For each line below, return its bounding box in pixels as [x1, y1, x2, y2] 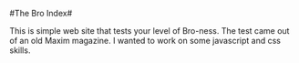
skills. [9, 45, 31, 56]
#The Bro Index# [9, 8, 73, 18]
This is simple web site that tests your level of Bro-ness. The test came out [9, 26, 290, 36]
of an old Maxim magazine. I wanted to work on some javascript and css [9, 36, 281, 46]
